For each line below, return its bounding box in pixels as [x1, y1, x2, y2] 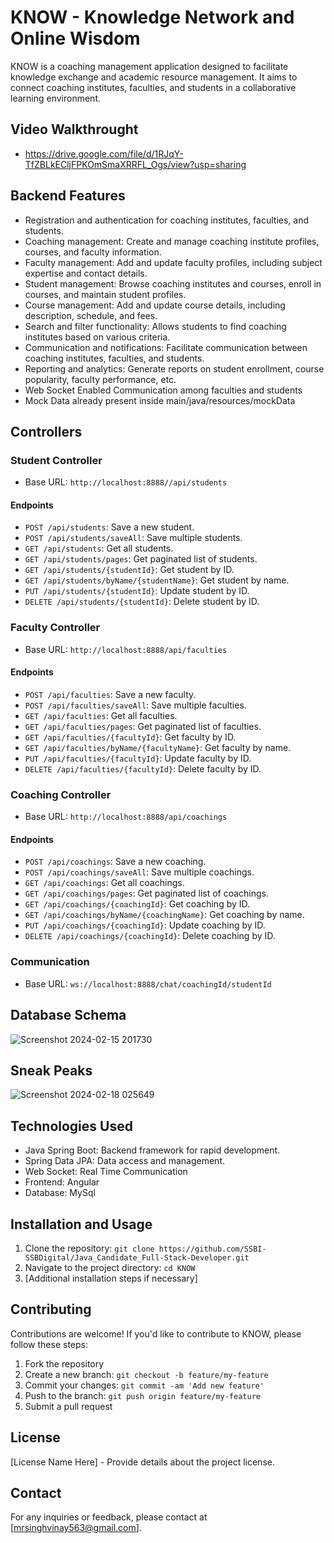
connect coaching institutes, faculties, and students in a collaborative [10, 81, 297, 93]
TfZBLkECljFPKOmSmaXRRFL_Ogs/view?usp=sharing [24, 158, 247, 170]
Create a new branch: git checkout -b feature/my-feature [24, 1368, 269, 1380]
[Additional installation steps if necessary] [24, 1272, 198, 1284]
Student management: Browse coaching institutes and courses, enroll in [24, 277, 322, 290]
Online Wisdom [10, 27, 141, 50]
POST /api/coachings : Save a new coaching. [24, 856, 207, 868]
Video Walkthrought [10, 121, 139, 138]
